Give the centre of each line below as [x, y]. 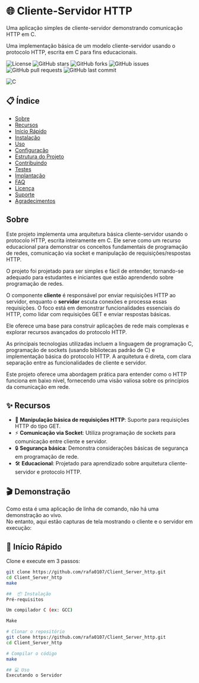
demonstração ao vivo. [34, 515]
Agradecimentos [35, 200]
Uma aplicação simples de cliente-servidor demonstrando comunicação [94, 27]
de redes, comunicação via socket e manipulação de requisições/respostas [99, 253]
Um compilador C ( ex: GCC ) [40, 610]
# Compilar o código [32, 653]
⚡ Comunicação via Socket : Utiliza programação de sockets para [95, 433]
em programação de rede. [47, 457]
